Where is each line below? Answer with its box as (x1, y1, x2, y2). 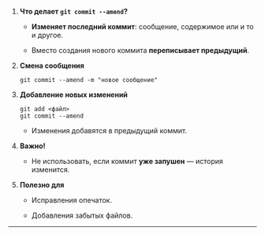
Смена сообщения (19, 61, 84, 70)
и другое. (31, 31, 64, 39)
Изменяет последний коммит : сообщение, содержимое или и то (31, 22, 254, 31)
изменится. (31, 165, 70, 174)
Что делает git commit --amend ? (19, 7, 129, 16)
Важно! (19, 141, 46, 151)
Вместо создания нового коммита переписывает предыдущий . (31, 46, 250, 54)
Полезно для (19, 181, 65, 189)
